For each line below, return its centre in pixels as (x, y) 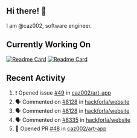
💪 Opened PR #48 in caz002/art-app (61, 129)
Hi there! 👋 (27, 11)
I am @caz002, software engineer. (49, 25)
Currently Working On (49, 45)
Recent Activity (36, 78)
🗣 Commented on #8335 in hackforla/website (73, 120)
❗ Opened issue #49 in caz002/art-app (63, 93)
